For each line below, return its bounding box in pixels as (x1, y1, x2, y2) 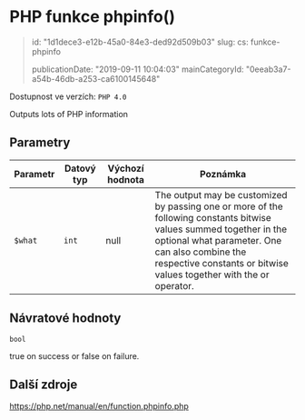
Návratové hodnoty (9, 311, 122, 326)
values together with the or (154, 268, 270, 281)
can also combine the (154, 245, 247, 258)
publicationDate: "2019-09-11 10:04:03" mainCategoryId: (31, 64, 244, 75)
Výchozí (107, 162, 144, 175)
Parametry (9, 135, 71, 151)
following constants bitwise (154, 211, 272, 224)
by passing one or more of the (154, 200, 283, 213)
